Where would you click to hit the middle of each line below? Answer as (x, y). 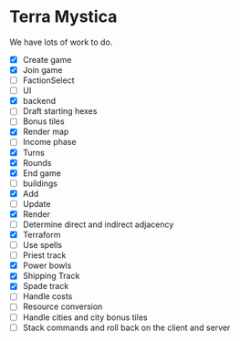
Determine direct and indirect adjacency (98, 224)
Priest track (44, 255)
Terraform (42, 235)
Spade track (46, 286)
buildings (40, 183)
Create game (47, 59)
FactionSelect (48, 80)
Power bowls (47, 265)
